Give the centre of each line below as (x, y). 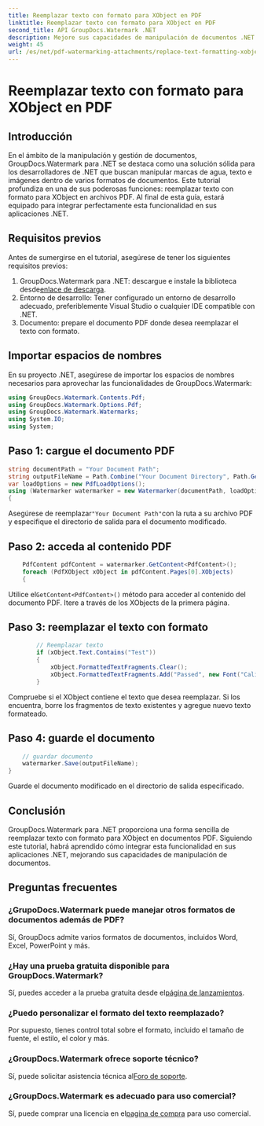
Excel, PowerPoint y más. (49, 945)
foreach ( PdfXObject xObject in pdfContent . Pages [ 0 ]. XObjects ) (128, 572)
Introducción (40, 136)
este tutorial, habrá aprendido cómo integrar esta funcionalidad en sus (122, 846)
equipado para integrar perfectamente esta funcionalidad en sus (113, 205)
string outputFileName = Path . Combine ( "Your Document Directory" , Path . (130, 476)
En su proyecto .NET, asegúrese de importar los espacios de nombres (121, 375)
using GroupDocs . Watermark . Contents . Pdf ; (77, 398)
